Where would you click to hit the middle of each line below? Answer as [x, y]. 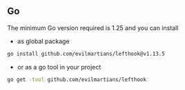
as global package [43, 41]
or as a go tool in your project [59, 67]
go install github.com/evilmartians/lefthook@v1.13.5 [86, 54]
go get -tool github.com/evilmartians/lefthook [77, 79]
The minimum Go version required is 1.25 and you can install [93, 27]
